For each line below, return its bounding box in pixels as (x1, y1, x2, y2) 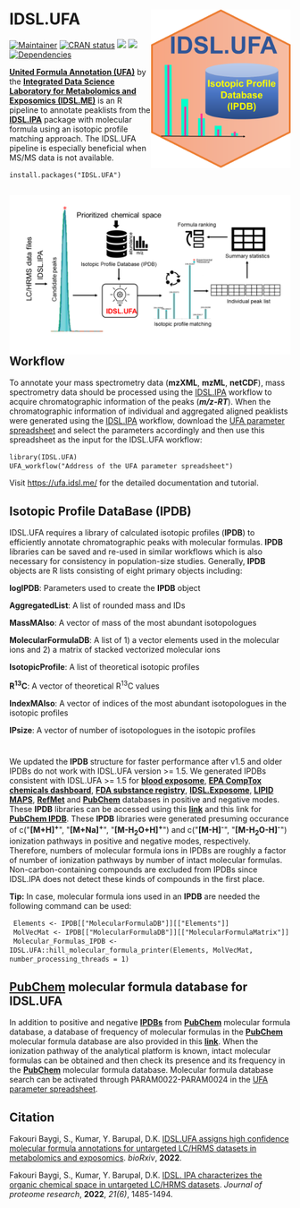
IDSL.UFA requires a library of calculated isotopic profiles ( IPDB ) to (9, 527, 255, 538)
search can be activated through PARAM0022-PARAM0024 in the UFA (9, 1075, 269, 1085)
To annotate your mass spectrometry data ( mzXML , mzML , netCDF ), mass (9, 377, 286, 389)
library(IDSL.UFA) (9, 453, 78, 462)
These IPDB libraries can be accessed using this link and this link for (9, 803, 262, 814)
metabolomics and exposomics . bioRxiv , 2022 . (9, 1152, 182, 1163)
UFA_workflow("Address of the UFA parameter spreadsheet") (9, 462, 234, 471)
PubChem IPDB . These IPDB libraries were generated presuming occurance (9, 813, 289, 824)
